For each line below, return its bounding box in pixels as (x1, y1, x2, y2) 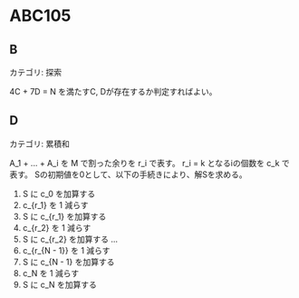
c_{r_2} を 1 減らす (22, 222, 92, 233)
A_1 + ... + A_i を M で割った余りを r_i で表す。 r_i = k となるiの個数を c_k (9, 157, 280, 168)
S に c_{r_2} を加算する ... (22, 233, 119, 244)
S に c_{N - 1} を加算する (22, 256, 115, 267)
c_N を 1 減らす (22, 267, 80, 278)
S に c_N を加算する (22, 279, 97, 290)
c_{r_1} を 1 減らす (22, 199, 89, 210)
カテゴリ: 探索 (9, 67, 62, 77)
